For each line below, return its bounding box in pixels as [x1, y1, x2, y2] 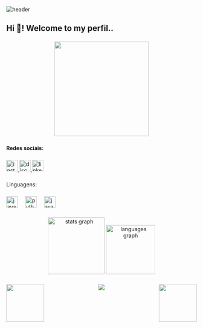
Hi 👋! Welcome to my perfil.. [6, 23, 114, 33]
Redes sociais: [6, 145, 44, 152]
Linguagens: [6, 181, 37, 188]
